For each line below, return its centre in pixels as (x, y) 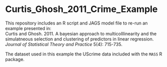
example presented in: (28, 28)
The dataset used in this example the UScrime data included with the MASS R (84, 54)
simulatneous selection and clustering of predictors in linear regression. (79, 39)
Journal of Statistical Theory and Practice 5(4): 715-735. (64, 44)
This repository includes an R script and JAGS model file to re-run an (76, 23)
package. (15, 59)
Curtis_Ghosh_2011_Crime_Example (81, 9)
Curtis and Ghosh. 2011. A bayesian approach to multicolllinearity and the (81, 33)
